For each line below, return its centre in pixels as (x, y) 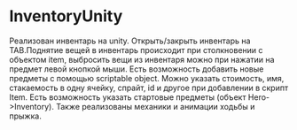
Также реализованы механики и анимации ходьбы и (156, 106)
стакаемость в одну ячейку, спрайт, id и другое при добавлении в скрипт (149, 88)
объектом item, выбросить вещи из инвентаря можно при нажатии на (142, 59)
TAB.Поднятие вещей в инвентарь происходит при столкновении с (136, 50)
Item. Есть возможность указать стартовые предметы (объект (128, 97)
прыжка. (25, 116)
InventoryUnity (66, 16)
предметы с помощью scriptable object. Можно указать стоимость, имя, (147, 78)
